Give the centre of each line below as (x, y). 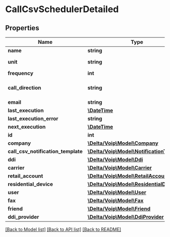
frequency (21, 73)
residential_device (30, 184)
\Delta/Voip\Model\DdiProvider (126, 217)
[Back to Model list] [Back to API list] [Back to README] (63, 229)
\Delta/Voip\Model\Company (123, 143)
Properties (22, 28)
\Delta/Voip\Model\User (117, 192)
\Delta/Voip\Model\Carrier (120, 168)
